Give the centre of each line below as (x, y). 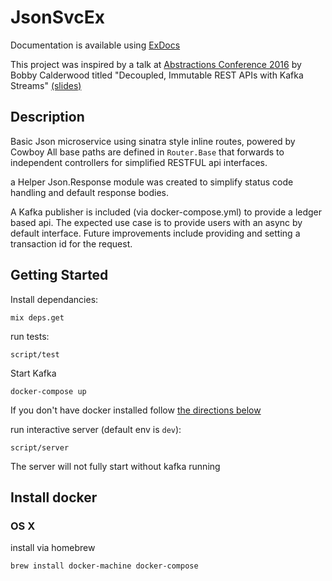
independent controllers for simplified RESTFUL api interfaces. (139, 162)
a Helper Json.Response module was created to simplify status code (152, 182)
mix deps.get (37, 317)
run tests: (30, 336)
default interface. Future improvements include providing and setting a (155, 233)
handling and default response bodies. (89, 192)
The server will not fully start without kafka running (115, 466)
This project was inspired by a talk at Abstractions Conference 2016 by (156, 64)
